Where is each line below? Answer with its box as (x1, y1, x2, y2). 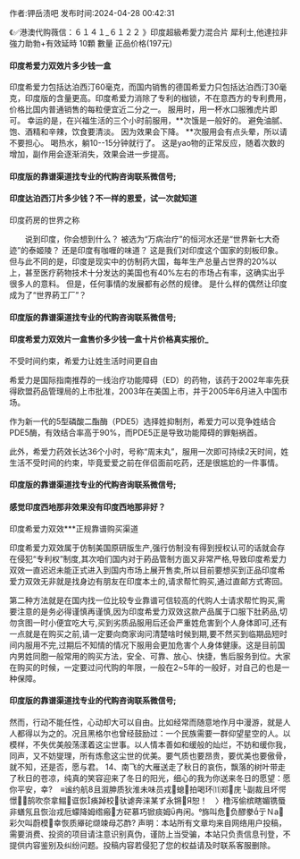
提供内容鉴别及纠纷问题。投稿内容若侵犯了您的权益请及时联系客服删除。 (9, 839, 275, 850)
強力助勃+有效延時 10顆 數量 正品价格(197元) (9, 38, 172, 48)
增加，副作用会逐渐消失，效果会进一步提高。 (9, 149, 174, 159)
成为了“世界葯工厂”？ (9, 290, 87, 300)
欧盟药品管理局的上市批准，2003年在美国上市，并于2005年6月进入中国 (16, 386, 280, 396)
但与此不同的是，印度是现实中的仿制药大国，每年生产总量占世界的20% (9, 256, 270, 267)
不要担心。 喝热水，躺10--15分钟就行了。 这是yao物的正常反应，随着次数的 (9, 138, 286, 149)
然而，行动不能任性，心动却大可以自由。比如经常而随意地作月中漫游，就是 (9, 717, 283, 727)
